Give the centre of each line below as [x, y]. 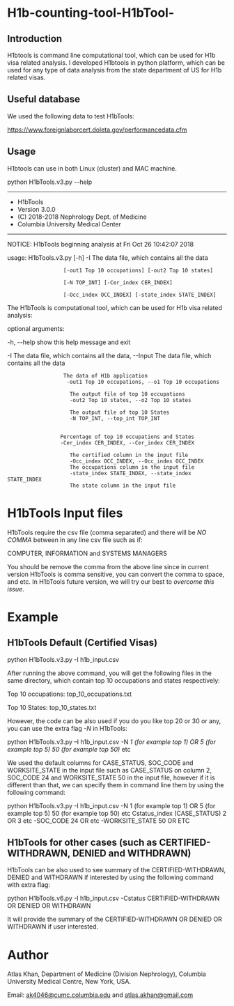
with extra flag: [29, 885]
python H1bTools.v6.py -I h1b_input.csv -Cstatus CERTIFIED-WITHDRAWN [114, 898]
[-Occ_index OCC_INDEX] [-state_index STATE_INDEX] [140, 295]
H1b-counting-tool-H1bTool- [91, 13]
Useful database [44, 99]
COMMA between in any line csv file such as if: [75, 540]
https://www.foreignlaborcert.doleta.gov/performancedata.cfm [97, 130]
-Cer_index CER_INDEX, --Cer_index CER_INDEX [127, 443]
